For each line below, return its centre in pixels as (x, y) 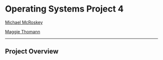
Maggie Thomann (23, 31)
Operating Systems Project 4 (64, 9)
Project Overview (32, 52)
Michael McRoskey (24, 22)
